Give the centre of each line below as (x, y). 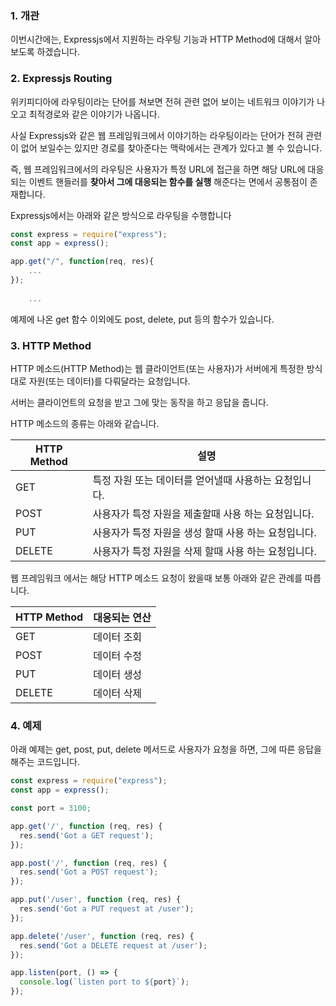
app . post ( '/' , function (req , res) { (89, 863)
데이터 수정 (118, 656)
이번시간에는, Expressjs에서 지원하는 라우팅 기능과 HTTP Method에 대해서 (156, 39)
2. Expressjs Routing (61, 79)
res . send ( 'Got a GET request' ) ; (87, 835)
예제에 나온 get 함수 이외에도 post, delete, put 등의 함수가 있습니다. (142, 319)
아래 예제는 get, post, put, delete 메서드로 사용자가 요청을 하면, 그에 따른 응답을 (166, 749)
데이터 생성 (118, 675)
